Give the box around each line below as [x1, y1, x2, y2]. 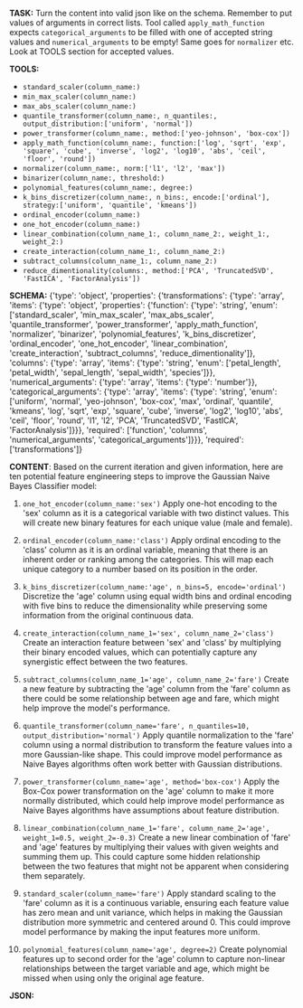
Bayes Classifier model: [9, 481, 98, 491]
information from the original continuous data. [22, 610, 194, 620]
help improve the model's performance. [22, 702, 170, 713]
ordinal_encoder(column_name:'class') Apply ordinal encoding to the [22, 535, 281, 545]
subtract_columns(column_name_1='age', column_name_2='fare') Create [22, 674, 289, 684]
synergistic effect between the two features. [22, 656, 188, 667]
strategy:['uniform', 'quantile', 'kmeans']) [22, 201, 197, 210]
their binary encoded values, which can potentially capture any [22, 646, 258, 657]
